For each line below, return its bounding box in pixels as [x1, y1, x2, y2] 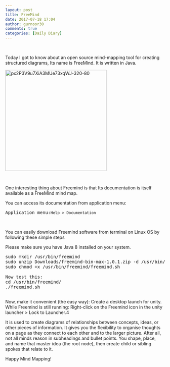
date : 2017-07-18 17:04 [5, 17, 56, 22]
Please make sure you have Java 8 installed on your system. [5, 244, 131, 250]
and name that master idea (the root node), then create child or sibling [5, 341, 152, 346]
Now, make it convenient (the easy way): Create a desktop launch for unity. [5, 299, 162, 304]
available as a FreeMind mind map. [5, 190, 78, 196]
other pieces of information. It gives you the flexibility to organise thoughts [5, 325, 161, 331]
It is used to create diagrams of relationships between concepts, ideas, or [5, 319, 159, 325]
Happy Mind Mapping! [5, 356, 52, 361]
